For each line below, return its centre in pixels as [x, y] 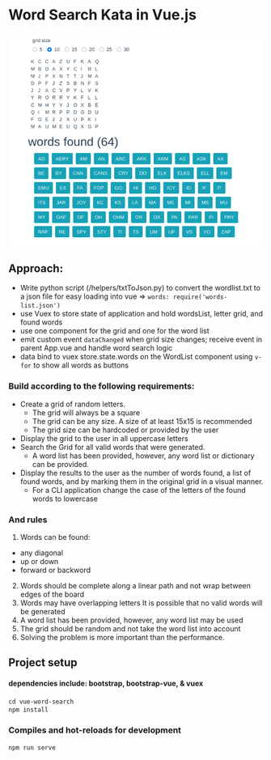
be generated [42, 612]
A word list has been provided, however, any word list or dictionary [143, 456]
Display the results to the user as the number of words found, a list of [135, 473]
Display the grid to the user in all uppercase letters [104, 438]
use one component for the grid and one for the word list [115, 331]
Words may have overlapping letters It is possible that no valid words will [141, 603]
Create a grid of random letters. [72, 404]
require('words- [200, 297]
